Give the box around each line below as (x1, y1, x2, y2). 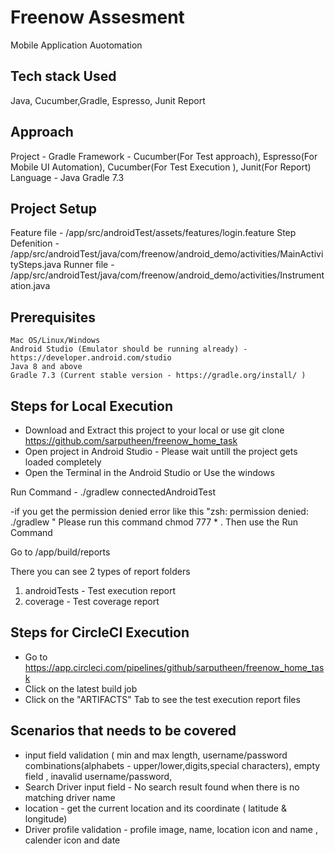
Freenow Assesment (10, 6, 185, 29)
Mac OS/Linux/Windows (10, 336, 101, 346)
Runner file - (63, 259, 115, 271)
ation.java (10, 280, 51, 292)
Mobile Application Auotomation (10, 39, 143, 51)
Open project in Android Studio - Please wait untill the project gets (24, 446, 298, 457)
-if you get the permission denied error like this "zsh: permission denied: (10, 506, 309, 517)
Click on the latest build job (24, 682, 138, 695)
